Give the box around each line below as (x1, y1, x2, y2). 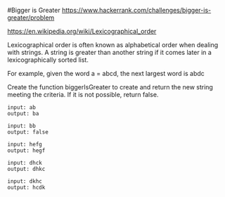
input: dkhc (7, 178, 42, 185)
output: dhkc (7, 165, 46, 172)
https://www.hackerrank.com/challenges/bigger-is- (62, 6, 212, 14)
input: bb (7, 122, 37, 129)
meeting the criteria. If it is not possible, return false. (7, 91, 159, 99)
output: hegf (7, 147, 46, 154)
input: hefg (7, 141, 42, 148)
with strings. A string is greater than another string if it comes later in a (7, 49, 212, 56)
